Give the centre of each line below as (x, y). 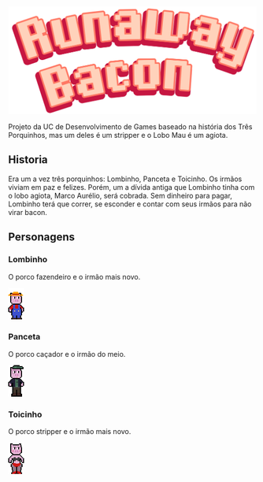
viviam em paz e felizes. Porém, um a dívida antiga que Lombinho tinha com (131, 187)
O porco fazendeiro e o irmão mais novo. (74, 276)
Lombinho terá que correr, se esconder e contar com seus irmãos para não (130, 204)
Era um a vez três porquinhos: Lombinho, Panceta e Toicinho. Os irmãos (125, 179)
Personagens (42, 237)
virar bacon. (28, 212)
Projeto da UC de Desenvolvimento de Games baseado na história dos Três (130, 127)
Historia (28, 160)
